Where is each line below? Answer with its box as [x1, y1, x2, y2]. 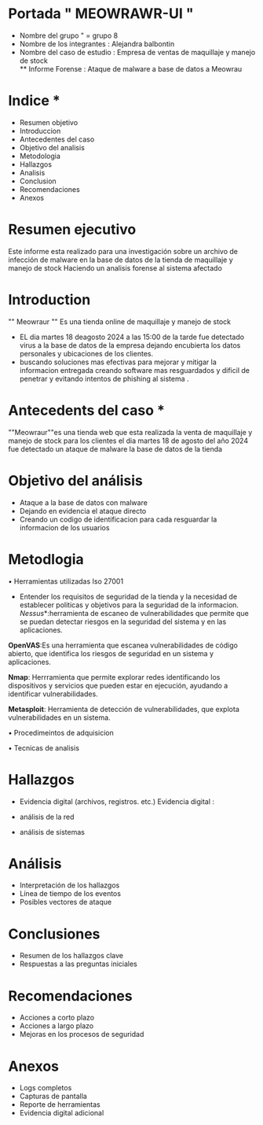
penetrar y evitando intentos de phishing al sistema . [19, 374, 190, 383]
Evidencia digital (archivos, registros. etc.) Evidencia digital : [19, 796, 214, 806]
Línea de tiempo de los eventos [19, 889, 122, 898]
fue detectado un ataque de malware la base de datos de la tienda [8, 444, 222, 453]
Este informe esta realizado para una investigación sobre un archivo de [8, 246, 238, 256]
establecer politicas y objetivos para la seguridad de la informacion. [19, 599, 239, 610]
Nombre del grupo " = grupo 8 [19, 31, 119, 40]
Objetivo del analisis [19, 142, 85, 152]
